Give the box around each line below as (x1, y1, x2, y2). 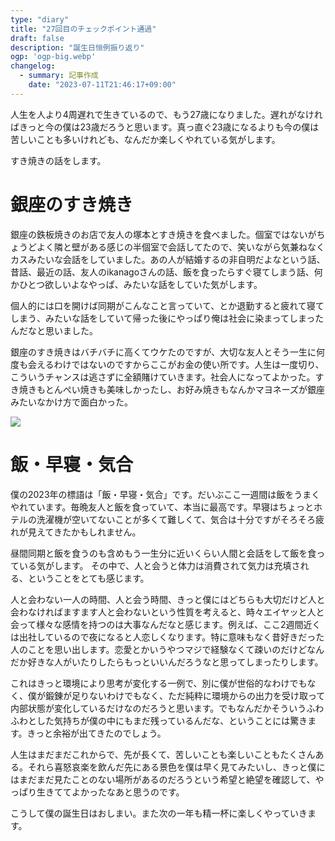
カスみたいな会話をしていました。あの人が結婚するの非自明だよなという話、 (10, 253, 326, 265)
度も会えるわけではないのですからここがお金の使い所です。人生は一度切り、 (10, 358, 325, 370)
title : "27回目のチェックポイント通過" (10, 24, 157, 34)
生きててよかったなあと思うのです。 (36, 786, 185, 798)
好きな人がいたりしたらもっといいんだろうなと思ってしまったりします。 (27, 656, 324, 668)
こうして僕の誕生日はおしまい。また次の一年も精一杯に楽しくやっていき (10, 807, 308, 819)
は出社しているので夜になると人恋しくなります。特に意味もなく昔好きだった (10, 631, 325, 643)
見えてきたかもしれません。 (27, 526, 142, 538)
